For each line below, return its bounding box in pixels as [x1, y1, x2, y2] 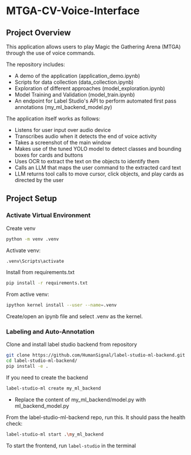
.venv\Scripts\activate [6, 258, 65, 264]
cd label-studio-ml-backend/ [6, 358, 78, 364]
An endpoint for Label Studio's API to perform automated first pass [14, 97, 177, 104]
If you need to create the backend [6, 374, 88, 381]
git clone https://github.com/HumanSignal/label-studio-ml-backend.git [6, 352, 185, 358]
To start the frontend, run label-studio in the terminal [6, 442, 136, 449]
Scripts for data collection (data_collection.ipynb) [14, 78, 134, 85]
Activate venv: [6, 246, 41, 254]
